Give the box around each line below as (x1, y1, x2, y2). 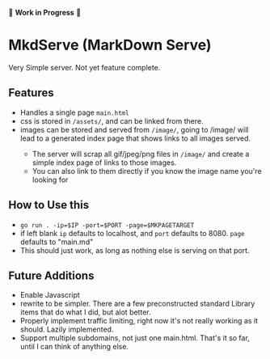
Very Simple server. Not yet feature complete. (8, 62, 161, 72)
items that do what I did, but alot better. (19, 307, 151, 317)
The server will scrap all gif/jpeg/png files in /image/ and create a (32, 149, 250, 158)
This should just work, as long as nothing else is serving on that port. (19, 245, 250, 255)
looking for (32, 175, 69, 184)
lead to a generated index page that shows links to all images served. (19, 133, 251, 143)
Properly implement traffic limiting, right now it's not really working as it (19, 316, 259, 326)
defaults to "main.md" (19, 237, 94, 247)
